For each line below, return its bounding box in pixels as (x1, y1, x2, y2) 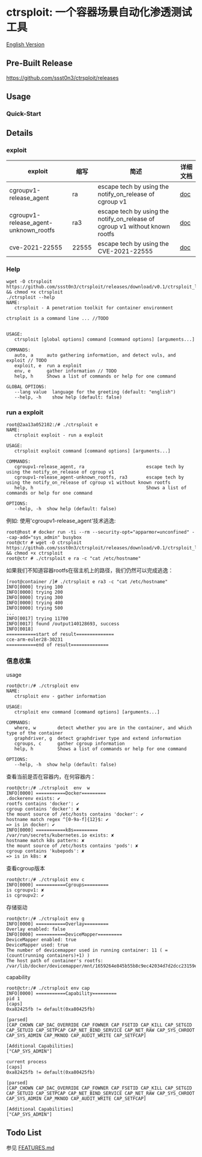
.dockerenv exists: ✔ (6, 795, 61, 801)
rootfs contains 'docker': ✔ (6, 801, 79, 807)
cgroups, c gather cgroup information (14, 740, 125, 746)
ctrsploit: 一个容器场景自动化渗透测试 (6, 5, 192, 19)
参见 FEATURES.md (6, 1144, 55, 1152)
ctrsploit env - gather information (14, 693, 106, 699)
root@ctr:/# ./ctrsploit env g (6, 915, 85, 921)
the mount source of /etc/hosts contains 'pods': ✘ (6, 843, 138, 849)
